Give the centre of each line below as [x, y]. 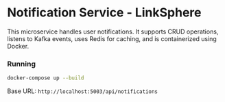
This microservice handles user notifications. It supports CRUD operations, [113, 31]
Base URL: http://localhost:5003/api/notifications [83, 91]
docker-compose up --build [46, 78]
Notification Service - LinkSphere [104, 13]
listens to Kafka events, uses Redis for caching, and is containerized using [112, 38]
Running [22, 64]
